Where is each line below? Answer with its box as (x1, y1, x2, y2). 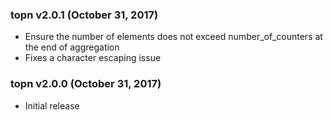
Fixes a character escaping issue (24, 52, 162, 64)
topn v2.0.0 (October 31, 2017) (10, 77, 162, 91)
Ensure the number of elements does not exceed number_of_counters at (24, 31, 323, 43)
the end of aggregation (24, 41, 120, 53)
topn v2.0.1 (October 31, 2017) (10, 8, 159, 22)
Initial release (24, 99, 80, 112)
